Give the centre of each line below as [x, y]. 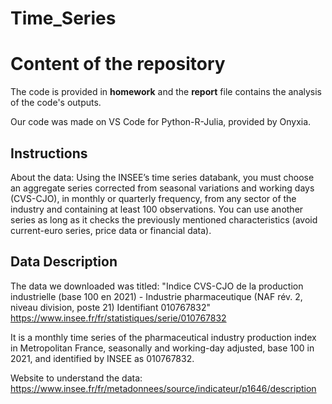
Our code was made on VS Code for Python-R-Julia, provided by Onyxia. [161, 122]
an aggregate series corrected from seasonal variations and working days [162, 188]
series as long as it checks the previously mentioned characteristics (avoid [164, 219]
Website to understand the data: [76, 378]
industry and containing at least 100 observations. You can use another [157, 209]
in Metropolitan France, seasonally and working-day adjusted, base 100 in [162, 348]
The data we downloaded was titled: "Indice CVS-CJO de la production [157, 286]
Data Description [64, 262]
